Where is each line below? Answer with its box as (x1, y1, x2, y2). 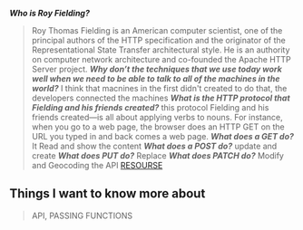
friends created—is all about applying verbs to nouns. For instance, (31, 112, 283, 122)
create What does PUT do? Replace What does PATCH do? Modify (31, 150, 284, 161)
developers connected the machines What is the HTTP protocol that (31, 92, 290, 103)
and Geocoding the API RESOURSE (31, 160, 163, 170)
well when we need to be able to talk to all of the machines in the (31, 73, 280, 84)
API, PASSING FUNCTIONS (31, 210, 133, 221)
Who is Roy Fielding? (9, 8, 91, 18)
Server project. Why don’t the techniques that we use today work (31, 63, 283, 74)
